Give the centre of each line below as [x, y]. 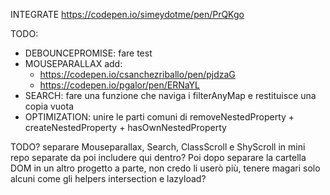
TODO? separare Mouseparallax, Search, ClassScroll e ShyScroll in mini [158, 147]
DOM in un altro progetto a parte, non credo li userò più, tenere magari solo [165, 168]
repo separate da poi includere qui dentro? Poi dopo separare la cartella [158, 157]
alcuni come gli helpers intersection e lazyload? [108, 178]
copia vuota [49, 106]
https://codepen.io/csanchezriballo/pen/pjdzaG [137, 74]
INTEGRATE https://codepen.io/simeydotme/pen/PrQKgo [127, 14]
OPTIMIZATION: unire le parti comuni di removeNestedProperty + [159, 117]
